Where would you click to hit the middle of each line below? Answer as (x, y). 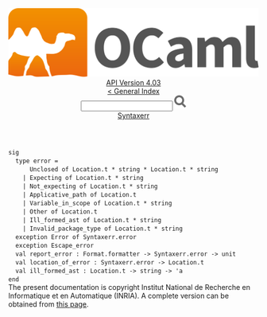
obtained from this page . (48, 304)
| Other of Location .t (60, 212)
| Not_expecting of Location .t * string (90, 186)
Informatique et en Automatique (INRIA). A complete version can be (118, 296)
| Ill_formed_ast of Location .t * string (92, 221)
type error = (37, 161)
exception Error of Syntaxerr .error (76, 237)
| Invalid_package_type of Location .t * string (103, 229)
